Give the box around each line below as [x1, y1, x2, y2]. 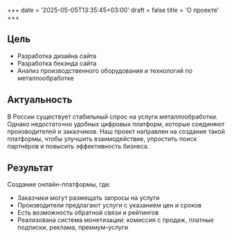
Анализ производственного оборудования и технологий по [17, 66, 193, 75]
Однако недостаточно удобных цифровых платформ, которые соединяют [7, 119, 225, 128]
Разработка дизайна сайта [17, 51, 97, 60]
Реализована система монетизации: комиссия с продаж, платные [17, 216, 215, 224]
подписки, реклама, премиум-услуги [17, 223, 129, 232]
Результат [7, 162, 54, 174]
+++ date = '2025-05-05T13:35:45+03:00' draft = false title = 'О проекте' [7, 6, 220, 14]
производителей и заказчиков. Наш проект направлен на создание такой [7, 127, 225, 135]
